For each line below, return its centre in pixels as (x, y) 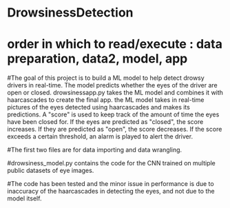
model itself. (24, 198)
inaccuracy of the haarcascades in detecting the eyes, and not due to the (111, 191)
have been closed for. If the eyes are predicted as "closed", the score (105, 122)
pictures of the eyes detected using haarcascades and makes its (99, 107)
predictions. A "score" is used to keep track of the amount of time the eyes (113, 114)
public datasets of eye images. (51, 171)
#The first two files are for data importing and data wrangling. (95, 150)
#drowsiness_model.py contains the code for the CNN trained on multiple (111, 163)
